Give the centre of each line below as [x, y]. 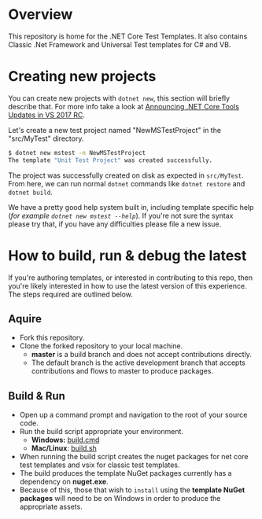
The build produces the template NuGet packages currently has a [125, 473]
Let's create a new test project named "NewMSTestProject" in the [115, 130]
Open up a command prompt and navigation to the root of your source [133, 415]
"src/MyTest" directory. [46, 138]
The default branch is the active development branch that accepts [138, 363]
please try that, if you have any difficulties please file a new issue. [115, 224]
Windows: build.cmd [65, 440]
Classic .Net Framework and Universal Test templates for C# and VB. [120, 44]
